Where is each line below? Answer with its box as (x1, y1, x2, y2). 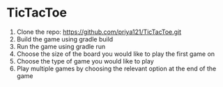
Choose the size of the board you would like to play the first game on (16, 50, 215, 58)
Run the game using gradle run (16, 42, 106, 50)
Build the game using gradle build (16, 35, 114, 43)
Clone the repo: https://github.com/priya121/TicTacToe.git (16, 28, 182, 36)
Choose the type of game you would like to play (16, 57, 154, 65)
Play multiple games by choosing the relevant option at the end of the (16, 64, 217, 72)
